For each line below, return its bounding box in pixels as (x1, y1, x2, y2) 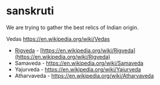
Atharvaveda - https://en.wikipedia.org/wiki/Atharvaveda (14, 72, 154, 79)
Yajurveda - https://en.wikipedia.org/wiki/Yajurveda (14, 65, 142, 73)
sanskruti (6, 4, 54, 18)
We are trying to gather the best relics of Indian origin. (6, 24, 139, 31)
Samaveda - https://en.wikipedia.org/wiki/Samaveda (14, 59, 144, 67)
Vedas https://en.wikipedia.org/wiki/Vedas (6, 35, 110, 42)
